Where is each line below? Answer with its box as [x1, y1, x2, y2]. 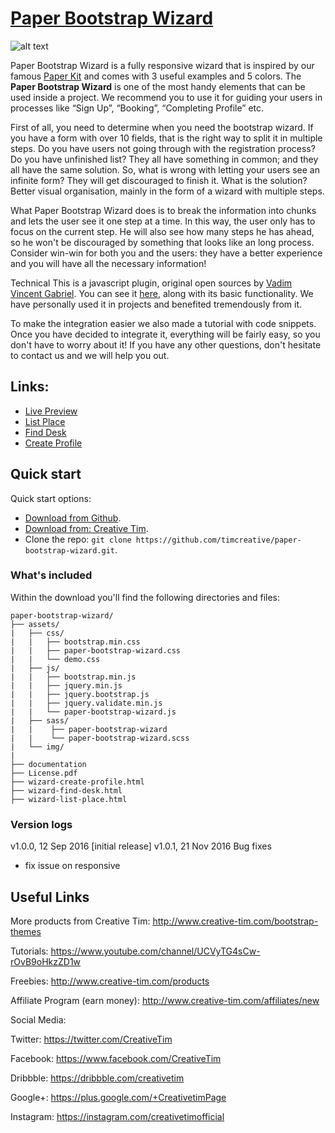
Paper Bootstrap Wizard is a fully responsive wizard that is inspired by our [10, 59, 315, 71]
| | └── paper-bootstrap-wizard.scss [10, 733, 190, 743]
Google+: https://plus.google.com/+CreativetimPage [10, 1091, 227, 1103]
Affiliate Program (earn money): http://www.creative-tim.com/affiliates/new [10, 994, 320, 1006]
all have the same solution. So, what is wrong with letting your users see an [10, 163, 320, 176]
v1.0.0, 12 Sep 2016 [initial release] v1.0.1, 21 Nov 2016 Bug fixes [10, 840, 272, 852]
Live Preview [24, 405, 78, 417]
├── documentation [10, 759, 87, 769]
